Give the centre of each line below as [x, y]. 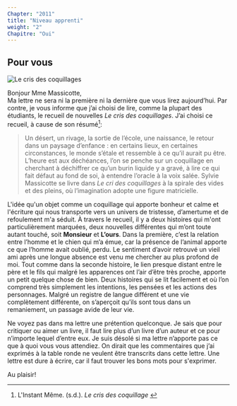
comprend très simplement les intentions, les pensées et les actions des [112, 286]
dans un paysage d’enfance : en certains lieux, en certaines [111, 145]
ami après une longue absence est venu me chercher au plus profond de [113, 257]
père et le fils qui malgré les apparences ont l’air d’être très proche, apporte [117, 272]
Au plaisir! [22, 374]
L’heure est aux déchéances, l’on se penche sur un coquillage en [119, 161]
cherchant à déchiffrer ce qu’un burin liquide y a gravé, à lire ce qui [122, 168]
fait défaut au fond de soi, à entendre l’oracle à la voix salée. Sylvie [122, 175]
